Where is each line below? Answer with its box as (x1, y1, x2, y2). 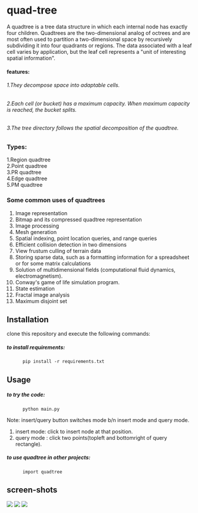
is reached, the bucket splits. (6, 106, 77, 113)
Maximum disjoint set (15, 297, 67, 304)
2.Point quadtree (6, 163, 48, 170)
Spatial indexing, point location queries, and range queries (15, 235, 157, 242)
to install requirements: (6, 344, 65, 351)
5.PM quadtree (6, 181, 43, 189)
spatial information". (6, 54, 55, 61)
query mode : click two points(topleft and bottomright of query (15, 434, 167, 441)
